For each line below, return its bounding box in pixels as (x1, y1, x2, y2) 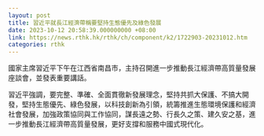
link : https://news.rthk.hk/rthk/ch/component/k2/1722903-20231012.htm (8, 33, 247, 42)
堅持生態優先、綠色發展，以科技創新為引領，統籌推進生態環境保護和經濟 (21, 100, 256, 109)
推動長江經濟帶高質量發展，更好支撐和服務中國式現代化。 (21, 119, 208, 129)
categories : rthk (8, 41, 65, 49)
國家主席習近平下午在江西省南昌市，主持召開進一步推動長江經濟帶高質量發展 (8, 64, 256, 73)
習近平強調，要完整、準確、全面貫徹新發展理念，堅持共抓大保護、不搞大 (8, 90, 242, 99)
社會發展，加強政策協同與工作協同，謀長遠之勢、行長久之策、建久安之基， (8, 109, 249, 119)
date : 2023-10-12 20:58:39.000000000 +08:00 (8, 26, 156, 34)
